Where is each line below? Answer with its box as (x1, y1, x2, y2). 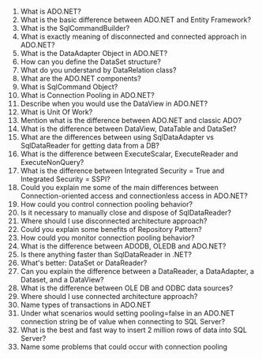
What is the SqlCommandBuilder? (20, 24, 130, 32)
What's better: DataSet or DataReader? (20, 258, 148, 267)
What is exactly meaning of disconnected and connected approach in (20, 32, 247, 41)
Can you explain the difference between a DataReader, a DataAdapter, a (20, 267, 255, 275)
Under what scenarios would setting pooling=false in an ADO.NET (20, 309, 235, 318)
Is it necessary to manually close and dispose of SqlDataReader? (20, 208, 232, 217)
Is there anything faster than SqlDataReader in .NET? (20, 250, 193, 259)
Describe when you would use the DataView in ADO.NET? (20, 99, 208, 108)
